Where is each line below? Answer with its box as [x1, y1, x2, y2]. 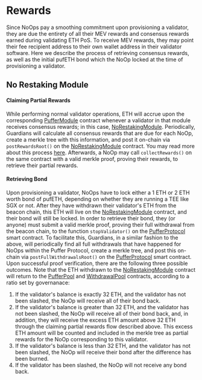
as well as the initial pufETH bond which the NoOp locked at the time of [6, 56, 183, 63]
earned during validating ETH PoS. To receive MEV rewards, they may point [6, 36, 194, 44]
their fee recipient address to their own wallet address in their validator [6, 43, 182, 50]
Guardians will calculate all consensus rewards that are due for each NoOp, [6, 129, 194, 137]
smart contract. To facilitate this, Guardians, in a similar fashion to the [6, 234, 179, 241]
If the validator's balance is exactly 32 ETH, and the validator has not [14, 290, 186, 298]
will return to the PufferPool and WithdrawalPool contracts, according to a [6, 272, 190, 280]
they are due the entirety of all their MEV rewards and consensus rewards [6, 30, 189, 37]
